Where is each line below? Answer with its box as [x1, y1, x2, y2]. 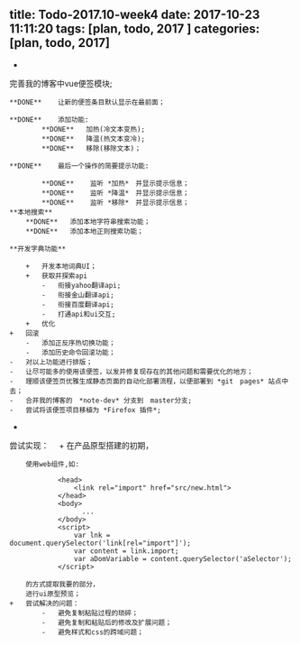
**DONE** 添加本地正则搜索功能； [25, 226, 144, 235]
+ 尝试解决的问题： [9, 599, 79, 608]
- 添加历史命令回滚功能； [25, 347, 116, 357]
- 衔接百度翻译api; [41, 299, 114, 309]
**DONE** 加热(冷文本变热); [41, 124, 146, 134]
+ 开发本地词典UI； [25, 262, 97, 271]
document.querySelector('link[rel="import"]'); [9, 539, 192, 548]
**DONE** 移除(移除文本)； [41, 143, 141, 152]
